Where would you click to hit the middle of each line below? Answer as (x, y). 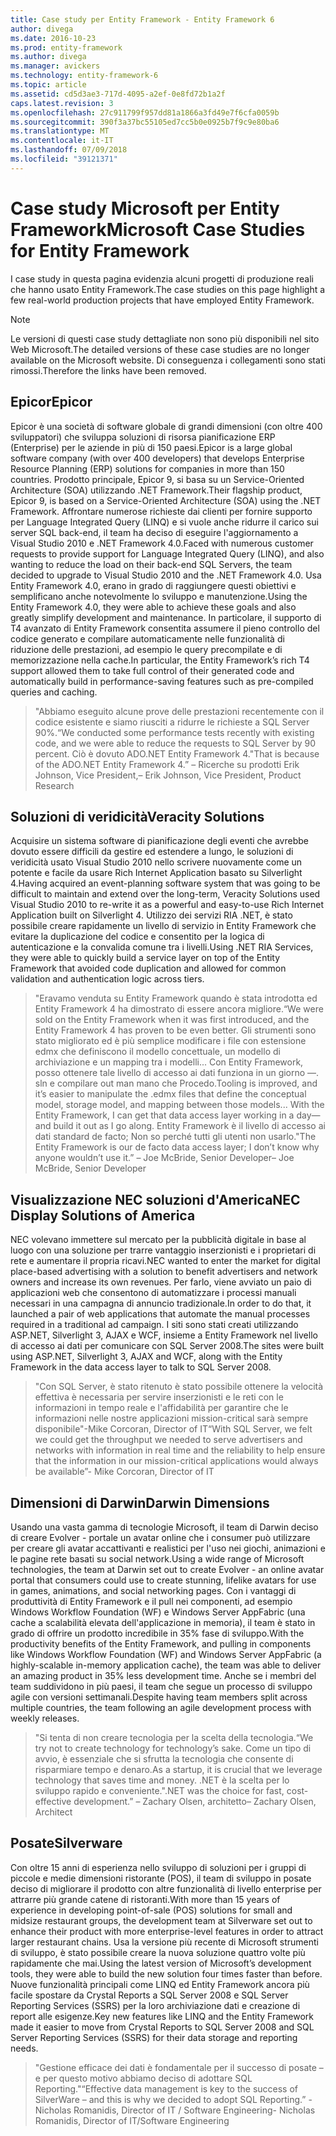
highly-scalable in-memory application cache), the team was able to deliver (166, 1665)
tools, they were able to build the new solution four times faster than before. (166, 1973)
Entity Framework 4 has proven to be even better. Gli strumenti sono (175, 1030)
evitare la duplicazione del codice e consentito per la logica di (137, 937)
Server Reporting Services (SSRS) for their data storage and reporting (154, 2037)
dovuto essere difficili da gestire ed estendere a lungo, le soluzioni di (152, 852)
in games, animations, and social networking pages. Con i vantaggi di (153, 1590)
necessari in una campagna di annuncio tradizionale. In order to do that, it (161, 1303)
